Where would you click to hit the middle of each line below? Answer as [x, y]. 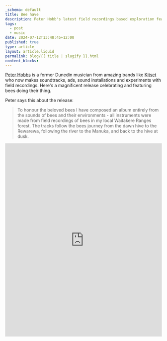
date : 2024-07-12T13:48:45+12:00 [40, 38]
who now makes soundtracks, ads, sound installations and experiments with [83, 80]
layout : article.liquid [30, 51]
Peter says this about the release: [39, 101]
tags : [11, 24]
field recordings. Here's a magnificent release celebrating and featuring [78, 86]
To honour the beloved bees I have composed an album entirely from [88, 110]
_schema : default [23, 10]
